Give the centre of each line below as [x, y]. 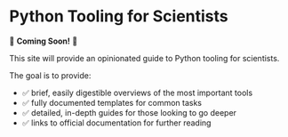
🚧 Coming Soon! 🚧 [44, 41]
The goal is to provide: [50, 75]
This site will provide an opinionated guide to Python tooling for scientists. [144, 58]
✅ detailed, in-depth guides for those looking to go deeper [129, 112]
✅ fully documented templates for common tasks [112, 102]
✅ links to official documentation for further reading [116, 123]
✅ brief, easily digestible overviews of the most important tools [137, 93]
